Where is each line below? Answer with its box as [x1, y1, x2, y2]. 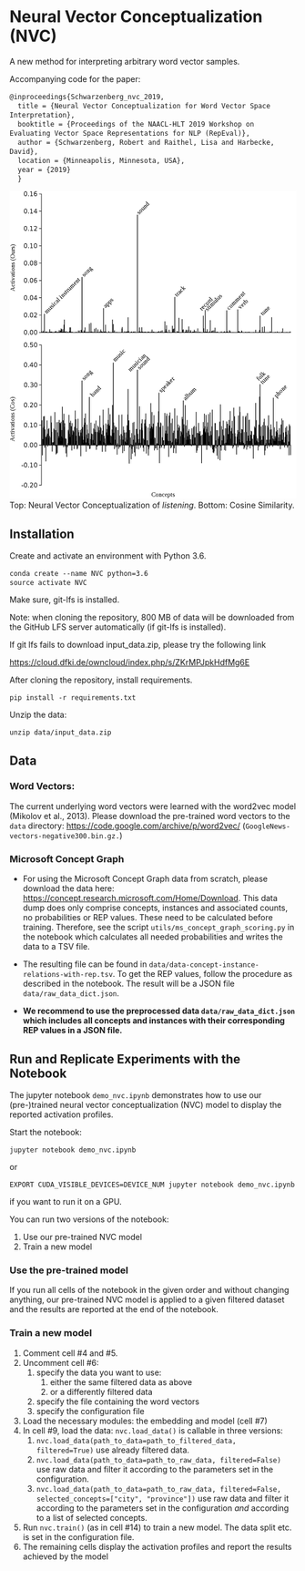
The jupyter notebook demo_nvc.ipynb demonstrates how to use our [9, 1089, 262, 1100]
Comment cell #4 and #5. [22, 1347, 118, 1359]
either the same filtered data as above [49, 1376, 193, 1387]
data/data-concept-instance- [148, 960, 259, 970]
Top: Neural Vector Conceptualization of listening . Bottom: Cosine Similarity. [9, 499, 295, 511]
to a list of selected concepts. [36, 1512, 147, 1523]
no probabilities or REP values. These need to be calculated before [22, 912, 273, 923]
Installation [9, 526, 75, 541]
